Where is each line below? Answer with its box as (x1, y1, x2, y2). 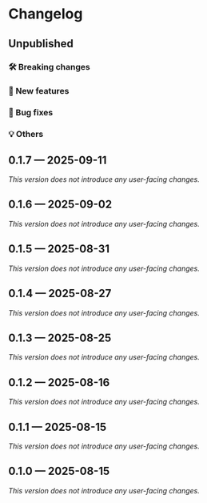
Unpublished (8, 37, 74, 50)
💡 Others (8, 129, 44, 140)
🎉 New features (8, 86, 70, 97)
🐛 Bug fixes (8, 107, 54, 119)
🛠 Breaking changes (8, 61, 90, 72)
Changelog (8, 5, 83, 23)
